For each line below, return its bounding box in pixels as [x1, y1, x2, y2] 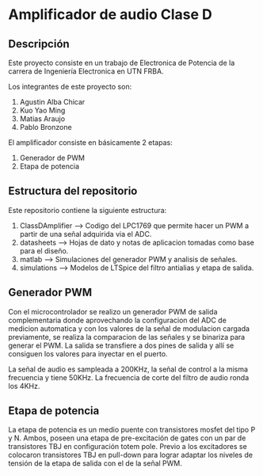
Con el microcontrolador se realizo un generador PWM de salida [8, 307, 218, 316]
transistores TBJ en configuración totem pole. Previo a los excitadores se [8, 442, 247, 451]
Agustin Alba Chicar [19, 97, 86, 106]
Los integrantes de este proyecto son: [8, 82, 132, 91]
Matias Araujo [19, 114, 66, 124]
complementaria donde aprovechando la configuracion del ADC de [8, 315, 227, 325]
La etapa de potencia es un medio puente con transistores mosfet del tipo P [8, 425, 256, 435]
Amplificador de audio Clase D [8, 6, 212, 24]
